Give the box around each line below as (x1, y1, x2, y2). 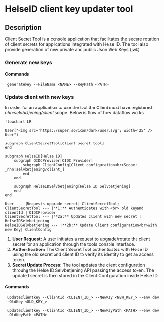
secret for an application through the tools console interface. (12, 241, 135, 247)
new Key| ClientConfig (5, 227, 52, 232)
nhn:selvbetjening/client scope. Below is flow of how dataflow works (5, 110, 144, 116)
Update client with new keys (5, 94, 74, 101)
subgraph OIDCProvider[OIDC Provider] (14, 158, 93, 163)
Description (5, 23, 42, 32)
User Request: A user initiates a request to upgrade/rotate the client (12, 236, 150, 242)
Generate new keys (5, 59, 53, 66)
